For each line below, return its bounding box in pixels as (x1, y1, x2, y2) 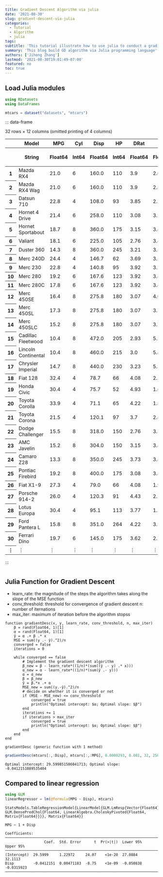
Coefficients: (5, 831, 34, 836)
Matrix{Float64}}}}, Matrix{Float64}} (5, 814, 83, 819)
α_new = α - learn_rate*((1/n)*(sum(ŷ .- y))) (22, 667, 118, 673)
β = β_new (22, 676, 42, 681)
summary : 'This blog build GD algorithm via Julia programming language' (5, 48, 158, 53)
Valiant (18, 237, 34, 244)
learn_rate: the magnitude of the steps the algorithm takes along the (12, 590, 148, 596)
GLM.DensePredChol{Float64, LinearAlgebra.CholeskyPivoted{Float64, (5, 810, 147, 815)
